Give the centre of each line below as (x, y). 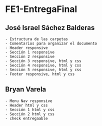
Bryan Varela (26, 89)
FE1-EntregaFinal (41, 9)
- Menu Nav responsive (29, 101)
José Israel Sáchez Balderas (50, 28)
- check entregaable (27, 118)
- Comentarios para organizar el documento (51, 43)
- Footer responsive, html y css (40, 74)
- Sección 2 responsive (30, 56)
